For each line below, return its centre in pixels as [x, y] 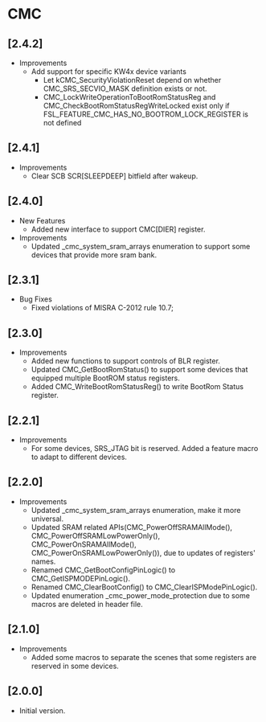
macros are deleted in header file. [87, 604]
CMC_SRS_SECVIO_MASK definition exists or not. [125, 88]
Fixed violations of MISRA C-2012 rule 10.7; [102, 308]
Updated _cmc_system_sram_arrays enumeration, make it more [136, 510]
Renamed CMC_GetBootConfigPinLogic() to [103, 570]
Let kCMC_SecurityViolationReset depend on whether [132, 80]
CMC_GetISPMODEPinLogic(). [80, 578]
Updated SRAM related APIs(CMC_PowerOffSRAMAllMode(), [132, 527]
